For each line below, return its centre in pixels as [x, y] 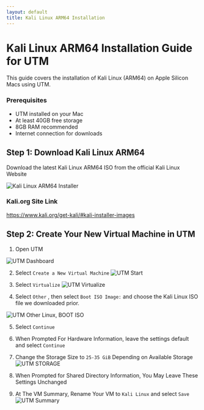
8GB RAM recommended [46, 127]
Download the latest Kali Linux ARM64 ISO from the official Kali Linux [93, 167]
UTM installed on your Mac [49, 113]
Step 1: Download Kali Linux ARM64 [76, 153]
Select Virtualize [38, 284]
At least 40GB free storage [49, 120]
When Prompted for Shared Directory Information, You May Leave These [107, 375]
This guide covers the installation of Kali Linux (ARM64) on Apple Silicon [97, 78]
